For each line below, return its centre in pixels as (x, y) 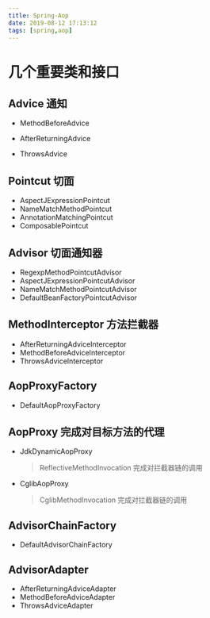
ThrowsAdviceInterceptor (61, 361)
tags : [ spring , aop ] (40, 30)
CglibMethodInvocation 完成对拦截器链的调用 (113, 500)
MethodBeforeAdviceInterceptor (72, 352)
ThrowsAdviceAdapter (56, 606)
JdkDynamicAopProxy (56, 451)
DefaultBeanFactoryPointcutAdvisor (78, 297)
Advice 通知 (38, 104)
